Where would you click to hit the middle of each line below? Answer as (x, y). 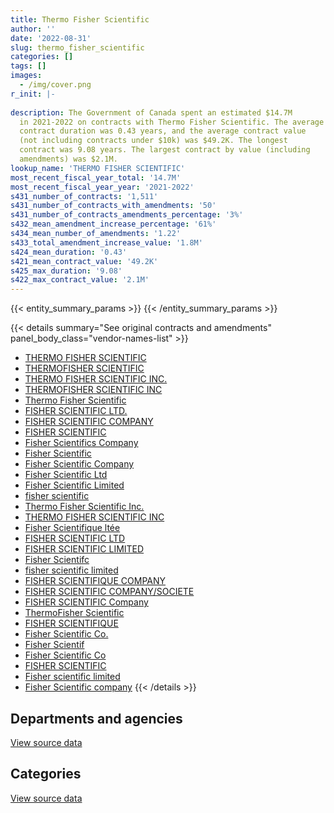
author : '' (33, 29)
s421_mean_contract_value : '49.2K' (84, 261)
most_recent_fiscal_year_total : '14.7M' (96, 177)
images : (26, 76)
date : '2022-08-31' (51, 38)
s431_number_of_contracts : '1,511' (84, 196)
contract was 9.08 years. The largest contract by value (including (165, 150)
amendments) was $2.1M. (68, 159)
